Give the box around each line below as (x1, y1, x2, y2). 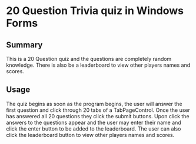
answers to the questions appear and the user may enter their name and (6, 119, 181, 126)
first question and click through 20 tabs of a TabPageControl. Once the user (6, 107, 190, 114)
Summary (6, 40, 43, 50)
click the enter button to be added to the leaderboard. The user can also (6, 125, 181, 132)
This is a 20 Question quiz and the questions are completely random (6, 56, 172, 62)
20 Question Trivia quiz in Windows (6, 4, 184, 18)
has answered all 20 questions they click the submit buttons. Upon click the (6, 112, 190, 119)
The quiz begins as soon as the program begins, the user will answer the (6, 100, 182, 107)
